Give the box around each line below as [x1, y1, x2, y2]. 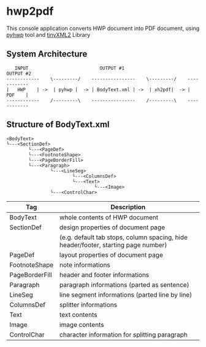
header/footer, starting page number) [59, 240, 167, 249]
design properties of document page [59, 223, 166, 231]
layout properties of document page [59, 250, 164, 259]
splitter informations [59, 300, 118, 309]
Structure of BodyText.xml [6, 120, 110, 130]
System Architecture [6, 49, 88, 59]
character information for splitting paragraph [59, 330, 188, 338]
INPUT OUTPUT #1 [14, 65, 124, 71]
